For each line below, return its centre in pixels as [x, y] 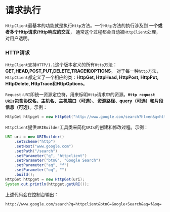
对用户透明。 [18, 38]
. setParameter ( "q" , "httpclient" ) [51, 156]
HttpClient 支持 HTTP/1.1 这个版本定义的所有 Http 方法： [61, 65]
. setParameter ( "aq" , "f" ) [42, 165]
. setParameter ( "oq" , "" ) [40, 170]
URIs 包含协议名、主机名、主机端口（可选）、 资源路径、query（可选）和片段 [84, 101]
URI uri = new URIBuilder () [35, 137]
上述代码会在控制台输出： [32, 194]
